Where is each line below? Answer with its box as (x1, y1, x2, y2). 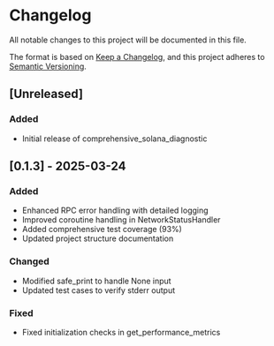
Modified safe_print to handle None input (21, 275, 171, 286)
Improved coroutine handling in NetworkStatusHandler (21, 214, 221, 225)
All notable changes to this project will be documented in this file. (9, 34, 247, 45)
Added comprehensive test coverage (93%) (21, 224, 183, 235)
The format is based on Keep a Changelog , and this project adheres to (9, 51, 265, 62)
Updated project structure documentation (21, 233, 174, 244)
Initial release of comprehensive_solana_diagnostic (21, 133, 208, 144)
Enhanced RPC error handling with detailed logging (21, 205, 209, 216)
